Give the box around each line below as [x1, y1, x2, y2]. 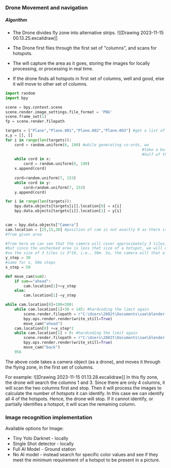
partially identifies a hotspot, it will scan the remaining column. [5, 401, 136, 407]
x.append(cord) [14, 166, 47, 171]
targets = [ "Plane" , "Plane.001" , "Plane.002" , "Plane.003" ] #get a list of [5, 128, 165, 134]
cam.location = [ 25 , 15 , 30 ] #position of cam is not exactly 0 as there [5, 227, 160, 232]
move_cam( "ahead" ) [23, 321, 63, 326]
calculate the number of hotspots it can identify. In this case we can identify [5, 390, 164, 396]
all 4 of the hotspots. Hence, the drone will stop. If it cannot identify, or [5, 396, 154, 402]
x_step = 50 [5, 265, 31, 270]
